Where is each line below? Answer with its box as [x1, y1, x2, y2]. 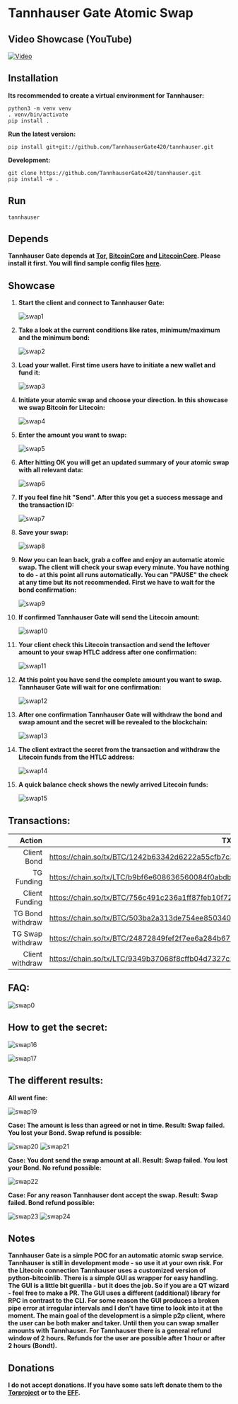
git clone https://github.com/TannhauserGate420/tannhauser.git [8, 169, 201, 176]
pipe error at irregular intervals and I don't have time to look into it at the [8, 1304, 223, 1313]
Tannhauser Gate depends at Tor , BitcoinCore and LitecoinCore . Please [8, 251, 221, 260]
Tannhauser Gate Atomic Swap [8, 5, 194, 21]
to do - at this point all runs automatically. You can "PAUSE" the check [18, 571, 229, 579]
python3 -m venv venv [8, 105, 72, 112]
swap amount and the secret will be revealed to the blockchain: [18, 718, 208, 726]
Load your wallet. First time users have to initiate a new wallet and [18, 361, 216, 370]
